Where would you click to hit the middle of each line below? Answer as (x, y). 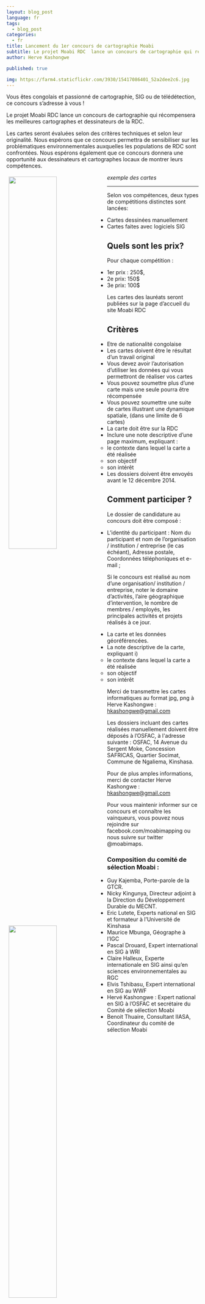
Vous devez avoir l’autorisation (146, 363)
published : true (27, 68)
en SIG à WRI (124, 952)
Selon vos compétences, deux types (153, 195)
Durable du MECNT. (132, 906)
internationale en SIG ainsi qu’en (147, 965)
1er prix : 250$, (126, 272)
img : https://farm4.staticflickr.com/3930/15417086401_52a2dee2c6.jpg (98, 79)
